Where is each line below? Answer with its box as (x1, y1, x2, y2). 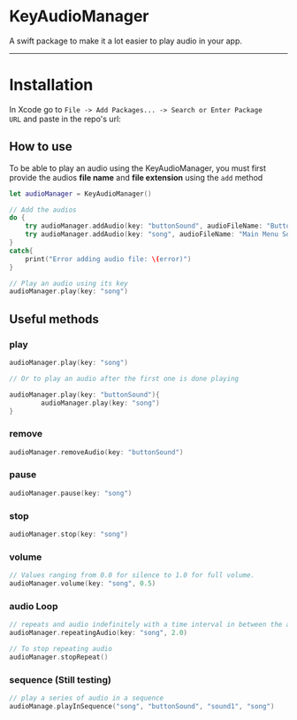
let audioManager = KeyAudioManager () (9, 189, 152, 198)
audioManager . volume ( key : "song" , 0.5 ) (9, 579, 156, 588)
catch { (9, 246, 34, 255)
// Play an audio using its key (9, 279, 128, 288)
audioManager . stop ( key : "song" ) (9, 530, 128, 539)
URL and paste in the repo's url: (9, 113, 121, 124)
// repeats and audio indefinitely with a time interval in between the (9, 620, 283, 630)
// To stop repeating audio (9, 644, 113, 653)
